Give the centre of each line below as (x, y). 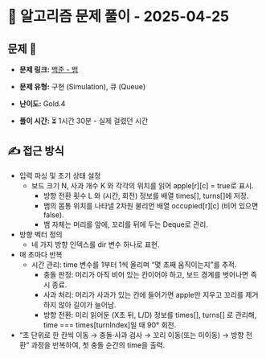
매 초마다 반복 (41, 254)
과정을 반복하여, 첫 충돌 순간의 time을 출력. (98, 345)
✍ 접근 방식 (36, 151)
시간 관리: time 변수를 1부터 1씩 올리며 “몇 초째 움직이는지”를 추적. (134, 264)
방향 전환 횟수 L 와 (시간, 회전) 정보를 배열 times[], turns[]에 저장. (146, 195)
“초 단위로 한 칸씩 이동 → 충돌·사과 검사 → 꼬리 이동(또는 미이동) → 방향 (131, 335)
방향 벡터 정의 (41, 234)
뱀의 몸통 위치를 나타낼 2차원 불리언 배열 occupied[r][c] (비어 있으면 (151, 205)
